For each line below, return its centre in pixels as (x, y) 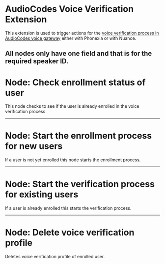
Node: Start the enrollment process (79, 136)
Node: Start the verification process (80, 184)
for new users (34, 146)
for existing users (42, 195)
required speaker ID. (37, 61)
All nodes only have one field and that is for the (79, 54)
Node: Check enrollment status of (75, 82)
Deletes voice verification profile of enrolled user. (55, 257)
